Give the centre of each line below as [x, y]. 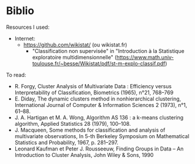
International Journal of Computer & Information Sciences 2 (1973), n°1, [101, 105]
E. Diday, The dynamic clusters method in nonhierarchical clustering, [98, 99]
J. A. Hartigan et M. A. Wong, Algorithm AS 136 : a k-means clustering [99, 117]
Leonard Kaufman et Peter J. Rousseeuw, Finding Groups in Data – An [99, 149]
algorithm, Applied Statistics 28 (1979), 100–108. [73, 123]
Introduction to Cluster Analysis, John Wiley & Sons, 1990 [84, 155]
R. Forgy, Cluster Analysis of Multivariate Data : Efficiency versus [93, 86]
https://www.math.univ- [145, 57]
